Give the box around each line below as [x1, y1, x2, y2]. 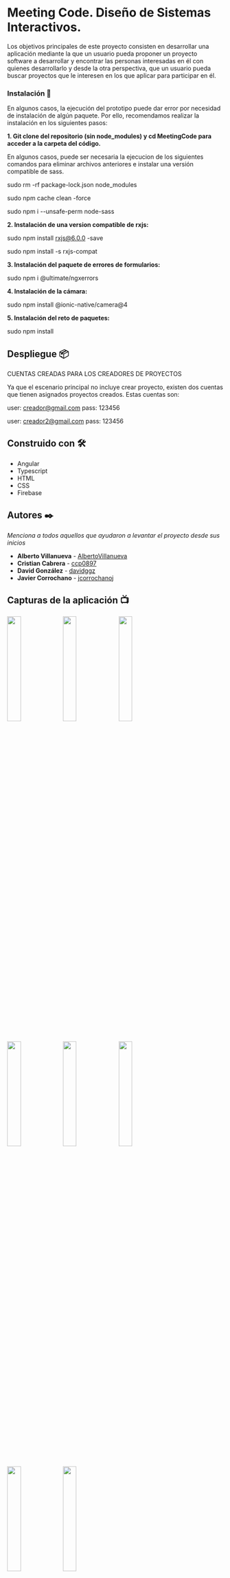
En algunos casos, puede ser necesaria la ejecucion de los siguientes [7, 153, 204, 161]
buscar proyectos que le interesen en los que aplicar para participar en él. [7, 71, 216, 80]
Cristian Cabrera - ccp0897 [16, 559, 97, 567]
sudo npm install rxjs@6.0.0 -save [7, 234, 104, 242]
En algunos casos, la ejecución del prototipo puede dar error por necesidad [7, 105, 221, 113]
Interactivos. [7, 19, 82, 35]
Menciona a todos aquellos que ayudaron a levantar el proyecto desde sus [7, 531, 220, 539]
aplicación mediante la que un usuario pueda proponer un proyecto [7, 50, 198, 58]
